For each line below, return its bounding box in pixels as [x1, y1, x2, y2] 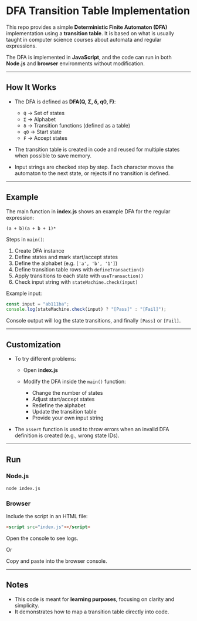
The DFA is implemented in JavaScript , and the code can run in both [6, 53, 172, 61]
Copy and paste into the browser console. [6, 557, 107, 565]
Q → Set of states [23, 109, 65, 116]
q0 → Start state [23, 128, 62, 135]
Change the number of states [32, 390, 103, 397]
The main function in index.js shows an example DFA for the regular [6, 207, 171, 215]
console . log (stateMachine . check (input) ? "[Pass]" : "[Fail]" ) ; [6, 307, 167, 313]
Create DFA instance [14, 247, 64, 254]
